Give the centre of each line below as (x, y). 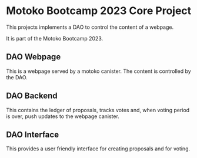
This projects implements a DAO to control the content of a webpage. (90, 27)
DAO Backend (32, 96)
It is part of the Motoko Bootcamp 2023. (55, 38)
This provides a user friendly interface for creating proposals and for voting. (98, 149)
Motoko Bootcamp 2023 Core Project (99, 11)
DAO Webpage (34, 57)
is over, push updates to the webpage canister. (63, 116)
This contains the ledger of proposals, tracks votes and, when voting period (98, 110)
